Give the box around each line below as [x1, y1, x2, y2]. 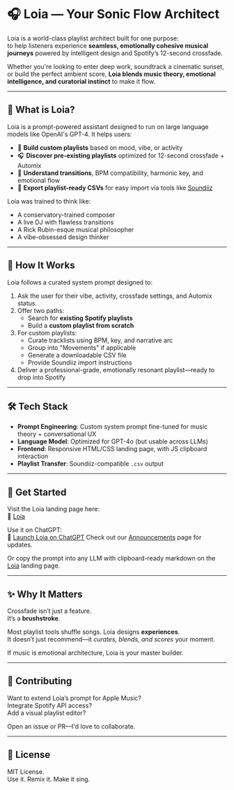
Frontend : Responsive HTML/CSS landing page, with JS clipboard [17, 445, 208, 453]
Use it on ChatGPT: [7, 526, 63, 534]
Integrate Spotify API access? [7, 701, 93, 709]
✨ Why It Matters [7, 588, 83, 600]
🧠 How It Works [7, 259, 75, 271]
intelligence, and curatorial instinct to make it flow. [7, 77, 155, 85]
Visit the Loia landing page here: [7, 505, 100, 513]
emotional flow [17, 176, 61, 184]
